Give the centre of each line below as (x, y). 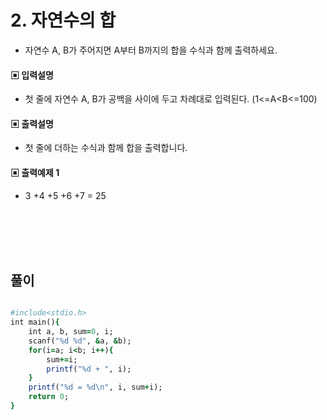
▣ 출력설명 (32, 123)
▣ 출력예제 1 (35, 172)
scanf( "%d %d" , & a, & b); (80, 341)
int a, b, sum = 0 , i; (71, 332)
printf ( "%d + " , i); (89, 369)
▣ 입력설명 (32, 75)
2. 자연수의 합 (63, 20)
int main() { (35, 322)
